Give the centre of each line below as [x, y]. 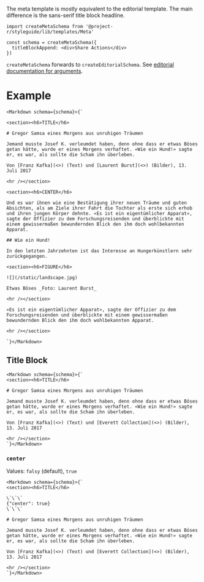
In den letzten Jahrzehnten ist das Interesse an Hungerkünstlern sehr [99, 251]
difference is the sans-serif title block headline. [66, 15]
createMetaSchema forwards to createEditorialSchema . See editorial [90, 64]
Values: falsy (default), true [42, 471]
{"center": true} [28, 504]
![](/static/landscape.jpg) [42, 277]
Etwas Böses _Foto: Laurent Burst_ [52, 288]
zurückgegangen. [27, 256]
